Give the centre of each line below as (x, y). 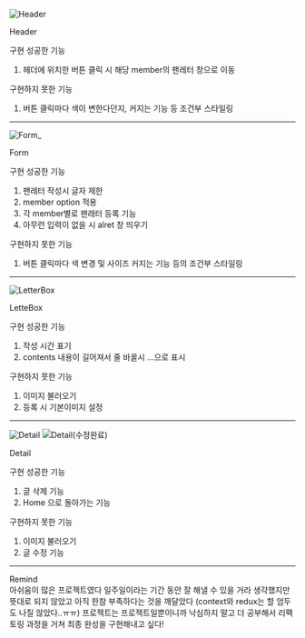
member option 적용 (59, 202)
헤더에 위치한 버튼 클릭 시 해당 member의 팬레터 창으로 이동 (129, 70)
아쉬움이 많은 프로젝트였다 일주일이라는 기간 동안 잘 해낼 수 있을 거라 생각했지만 (150, 590)
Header (24, 31)
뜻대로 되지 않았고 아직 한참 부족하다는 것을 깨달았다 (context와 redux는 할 (142, 601)
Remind (24, 579)
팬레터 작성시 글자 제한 (63, 190)
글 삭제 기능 (44, 491)
